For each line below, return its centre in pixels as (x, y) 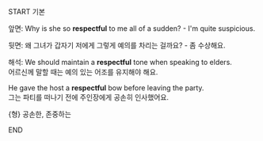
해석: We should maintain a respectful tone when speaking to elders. (120, 62)
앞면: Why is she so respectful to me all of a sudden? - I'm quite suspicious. (132, 29)
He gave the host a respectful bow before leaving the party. (106, 88)
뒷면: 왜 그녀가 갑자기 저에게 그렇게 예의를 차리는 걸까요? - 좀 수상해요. (117, 45)
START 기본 (27, 11)
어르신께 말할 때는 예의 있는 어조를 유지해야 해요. (83, 72)
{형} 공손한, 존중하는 (40, 114)
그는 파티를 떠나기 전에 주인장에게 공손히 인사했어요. (88, 97)
